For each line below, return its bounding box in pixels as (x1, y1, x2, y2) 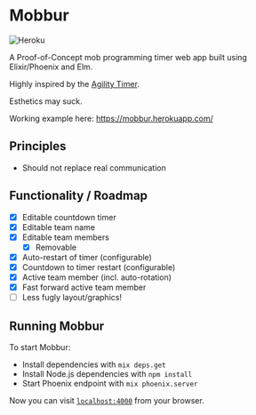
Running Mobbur (9, 318, 105, 333)
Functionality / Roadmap (9, 188, 148, 204)
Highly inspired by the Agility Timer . (9, 78, 140, 89)
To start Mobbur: (9, 341, 71, 352)
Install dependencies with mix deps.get (21, 359, 166, 370)
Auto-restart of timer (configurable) (21, 251, 153, 262)
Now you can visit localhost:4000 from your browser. (9, 395, 204, 405)
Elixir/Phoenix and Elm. (9, 61, 93, 72)
